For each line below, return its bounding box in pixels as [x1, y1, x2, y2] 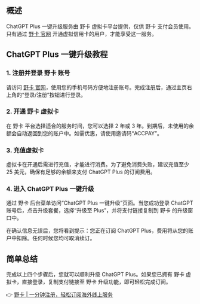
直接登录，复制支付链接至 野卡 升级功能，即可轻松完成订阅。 [21, 278, 171, 285]
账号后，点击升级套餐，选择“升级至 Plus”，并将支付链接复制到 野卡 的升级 [6, 207, 188, 214]
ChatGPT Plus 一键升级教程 [6, 50, 108, 60]
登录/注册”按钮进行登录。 [24, 91, 87, 98]
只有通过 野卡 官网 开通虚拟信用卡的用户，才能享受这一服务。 [6, 30, 157, 37]
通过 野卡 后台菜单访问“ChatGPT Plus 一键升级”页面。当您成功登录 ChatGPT [6, 199, 193, 206]
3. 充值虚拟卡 [6, 146, 44, 154]
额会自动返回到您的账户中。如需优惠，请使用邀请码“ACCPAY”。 [6, 129, 163, 136]
